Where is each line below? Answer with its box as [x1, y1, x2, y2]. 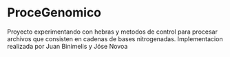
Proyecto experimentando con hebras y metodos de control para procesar [7, 27, 218, 36]
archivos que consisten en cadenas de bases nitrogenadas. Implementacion [7, 34, 223, 43]
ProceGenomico [7, 5, 102, 21]
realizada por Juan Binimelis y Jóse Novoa [7, 42, 128, 50]
